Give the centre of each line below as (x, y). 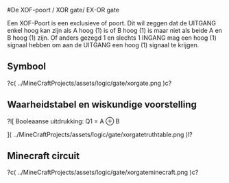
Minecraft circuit (44, 156)
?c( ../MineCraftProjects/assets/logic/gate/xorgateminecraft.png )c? (103, 172)
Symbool (27, 67)
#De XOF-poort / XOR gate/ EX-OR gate (63, 10)
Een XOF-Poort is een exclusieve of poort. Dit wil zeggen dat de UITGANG (111, 23)
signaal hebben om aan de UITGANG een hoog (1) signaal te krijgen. (103, 45)
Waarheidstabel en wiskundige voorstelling (102, 105)
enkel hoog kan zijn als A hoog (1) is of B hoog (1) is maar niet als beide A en (115, 30)
